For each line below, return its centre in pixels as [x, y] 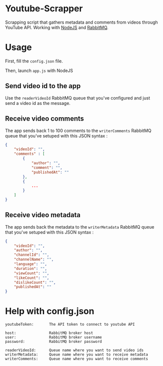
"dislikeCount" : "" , [35, 282]
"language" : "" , [31, 264]
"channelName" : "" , [34, 260]
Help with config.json [50, 311]
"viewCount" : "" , [32, 273]
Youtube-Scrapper [44, 9]
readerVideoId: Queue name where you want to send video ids [74, 350]
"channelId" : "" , [32, 255]
